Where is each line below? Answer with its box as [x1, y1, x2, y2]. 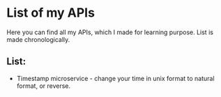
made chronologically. [6, 35, 70, 43]
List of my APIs [6, 5, 96, 21]
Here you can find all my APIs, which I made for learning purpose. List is [6, 28, 214, 36]
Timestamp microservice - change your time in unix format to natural [16, 74, 215, 82]
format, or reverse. [16, 82, 71, 90]
